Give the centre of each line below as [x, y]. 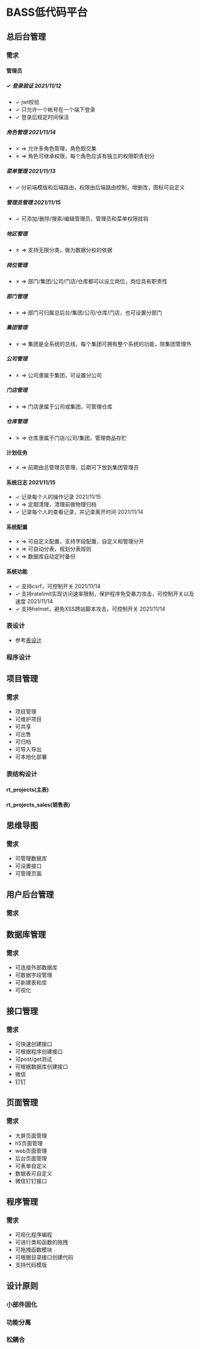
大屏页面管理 [31, 1135]
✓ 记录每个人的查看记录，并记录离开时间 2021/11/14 [79, 512]
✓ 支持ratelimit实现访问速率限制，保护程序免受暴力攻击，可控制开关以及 [105, 594]
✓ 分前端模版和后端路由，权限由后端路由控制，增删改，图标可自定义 [100, 187]
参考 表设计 [28, 640]
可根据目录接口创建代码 [44, 1257]
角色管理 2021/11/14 [31, 132]
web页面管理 [31, 1150]
